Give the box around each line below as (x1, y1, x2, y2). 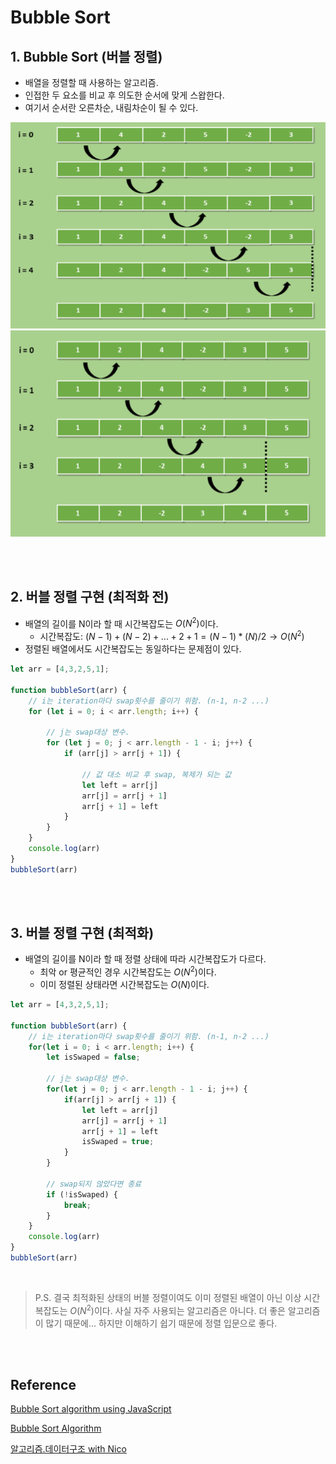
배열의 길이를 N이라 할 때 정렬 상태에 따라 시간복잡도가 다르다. (24, 953, 267, 965)
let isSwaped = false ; (46, 1052, 141, 1063)
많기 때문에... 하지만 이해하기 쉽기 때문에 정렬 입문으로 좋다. (45, 1317, 278, 1329)
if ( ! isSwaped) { (46, 1189, 118, 1200)
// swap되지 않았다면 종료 (46, 1179, 142, 1189)
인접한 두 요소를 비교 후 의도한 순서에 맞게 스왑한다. (24, 89, 225, 101)
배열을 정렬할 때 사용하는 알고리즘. (24, 77, 159, 88)
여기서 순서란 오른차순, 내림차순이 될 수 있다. (24, 102, 199, 113)
